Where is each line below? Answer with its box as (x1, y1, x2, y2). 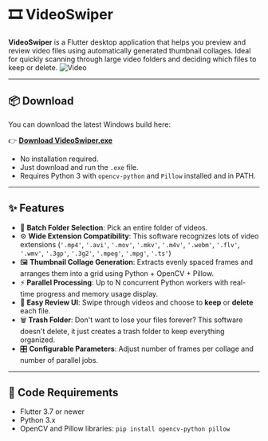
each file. (19, 305, 51, 315)
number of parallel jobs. (19, 355, 98, 364)
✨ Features (8, 202, 65, 215)
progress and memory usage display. (36, 289, 159, 298)
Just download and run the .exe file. (19, 162, 139, 171)
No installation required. (19, 154, 99, 163)
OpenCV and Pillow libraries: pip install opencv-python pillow (19, 423, 231, 434)
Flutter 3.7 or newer (19, 407, 85, 416)
